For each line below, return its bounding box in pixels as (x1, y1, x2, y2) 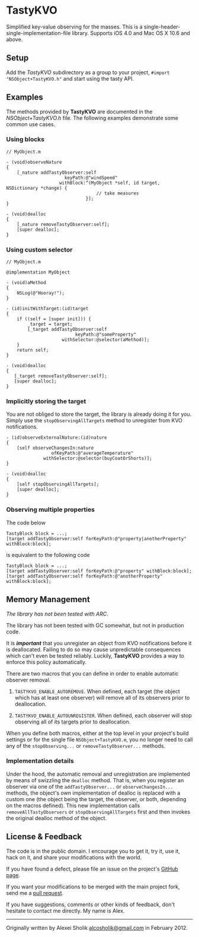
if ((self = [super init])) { (17, 316, 92, 322)
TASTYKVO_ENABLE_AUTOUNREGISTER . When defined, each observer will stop (14, 712, 192, 719)
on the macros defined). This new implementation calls (6, 802, 140, 809)
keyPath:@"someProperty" (75, 332, 136, 338)
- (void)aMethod (6, 280, 46, 286)
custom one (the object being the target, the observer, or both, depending (6, 795, 187, 802)
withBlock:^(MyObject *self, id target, (59, 180, 161, 186)
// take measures (96, 190, 139, 196)
